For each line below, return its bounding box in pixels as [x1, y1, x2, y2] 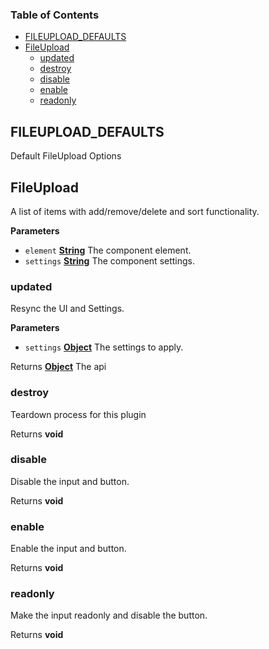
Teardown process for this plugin [10, 408, 147, 420]
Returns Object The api [10, 361, 107, 373]
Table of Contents [10, 8, 100, 22]
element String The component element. [24, 244, 192, 256]
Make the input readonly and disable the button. [10, 609, 208, 622]
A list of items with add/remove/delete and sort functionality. [10, 205, 260, 217]
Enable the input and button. [10, 543, 127, 555]
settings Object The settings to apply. [24, 341, 184, 353]
